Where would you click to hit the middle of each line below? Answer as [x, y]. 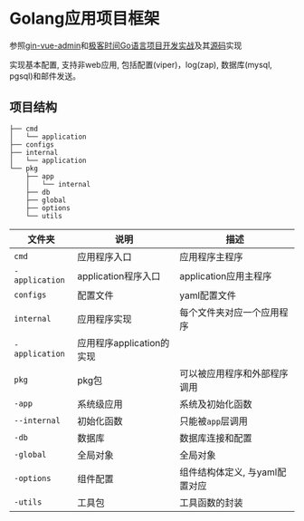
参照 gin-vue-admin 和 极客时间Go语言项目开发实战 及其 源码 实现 [126, 45]
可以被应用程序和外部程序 [234, 373]
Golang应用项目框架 [85, 19]
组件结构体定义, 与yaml [228, 472]
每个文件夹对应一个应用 [229, 312]
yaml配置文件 [208, 295]
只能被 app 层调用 [214, 420]
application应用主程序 [226, 275]
